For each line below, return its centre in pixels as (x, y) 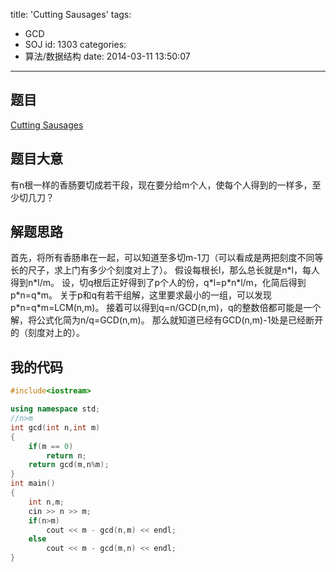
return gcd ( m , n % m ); (69, 465)
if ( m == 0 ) (51, 446)
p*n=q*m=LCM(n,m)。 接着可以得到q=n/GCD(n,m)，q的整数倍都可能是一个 (166, 308)
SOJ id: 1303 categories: (75, 44)
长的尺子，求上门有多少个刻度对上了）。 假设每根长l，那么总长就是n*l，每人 (165, 270)
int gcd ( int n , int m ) (55, 427)
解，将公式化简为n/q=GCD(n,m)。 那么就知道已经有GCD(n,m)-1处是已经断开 (167, 320)
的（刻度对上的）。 (47, 333)
